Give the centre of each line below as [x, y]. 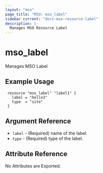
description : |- [22, 23]
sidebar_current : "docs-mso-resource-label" [52, 19]
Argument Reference [38, 121]
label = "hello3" [30, 97]
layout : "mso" [20, 10]
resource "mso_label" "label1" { [42, 93]
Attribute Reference [36, 154]
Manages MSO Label [26, 66]
